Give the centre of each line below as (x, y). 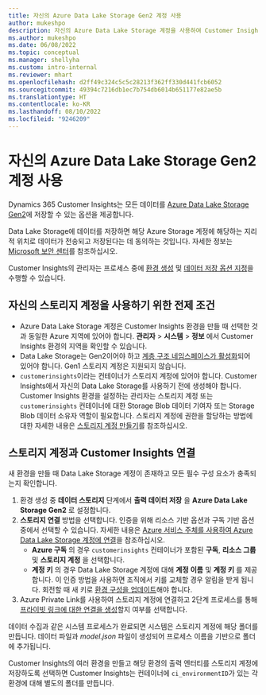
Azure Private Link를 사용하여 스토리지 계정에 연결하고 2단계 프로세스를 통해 (139, 600)
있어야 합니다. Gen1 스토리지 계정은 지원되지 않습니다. (103, 366)
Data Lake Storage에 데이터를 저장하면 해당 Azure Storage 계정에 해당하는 (125, 231)
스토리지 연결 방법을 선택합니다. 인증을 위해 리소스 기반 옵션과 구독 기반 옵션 (137, 520)
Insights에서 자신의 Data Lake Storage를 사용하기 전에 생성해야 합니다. (131, 386)
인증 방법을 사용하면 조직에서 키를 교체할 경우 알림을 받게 (151, 580)
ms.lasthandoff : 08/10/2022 (55, 112)
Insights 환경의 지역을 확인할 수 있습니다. (83, 346)
